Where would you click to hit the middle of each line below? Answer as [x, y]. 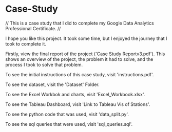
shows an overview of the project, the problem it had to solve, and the [79, 59]
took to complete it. [26, 43]
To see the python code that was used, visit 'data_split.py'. [67, 114]
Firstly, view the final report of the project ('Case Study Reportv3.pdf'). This [85, 54]
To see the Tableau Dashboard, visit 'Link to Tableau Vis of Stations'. [78, 104]
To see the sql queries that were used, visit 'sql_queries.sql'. [69, 124]
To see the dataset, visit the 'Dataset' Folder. [53, 84]
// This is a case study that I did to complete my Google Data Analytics [80, 23]
